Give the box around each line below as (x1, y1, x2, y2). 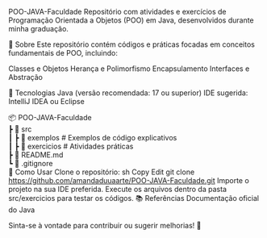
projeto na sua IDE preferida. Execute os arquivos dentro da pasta (8, 185, 227, 194)
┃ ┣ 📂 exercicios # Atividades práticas (8, 141, 134, 151)
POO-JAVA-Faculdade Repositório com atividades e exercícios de (8, 7, 227, 16)
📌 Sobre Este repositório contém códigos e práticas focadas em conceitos (8, 40, 256, 49)
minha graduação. (8, 24, 69, 33)
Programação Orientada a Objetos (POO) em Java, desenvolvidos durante (8, 15, 254, 25)
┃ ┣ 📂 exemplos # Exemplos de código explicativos (8, 133, 177, 142)
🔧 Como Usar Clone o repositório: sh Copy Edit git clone (8, 167, 195, 177)
